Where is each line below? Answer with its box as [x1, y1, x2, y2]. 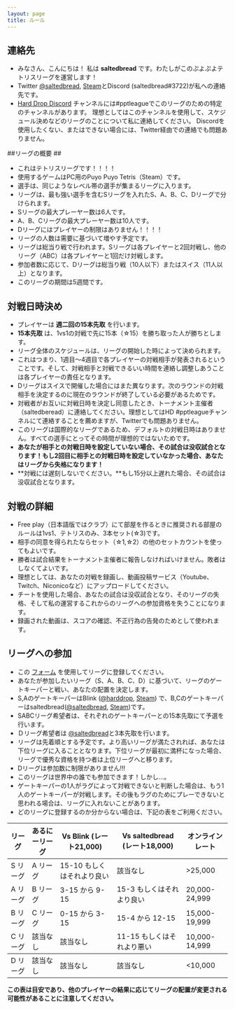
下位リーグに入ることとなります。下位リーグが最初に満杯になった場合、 [17, 746, 225, 755]
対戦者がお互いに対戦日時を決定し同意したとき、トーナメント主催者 [17, 399, 213, 408]
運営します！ [60, 73, 98, 81]
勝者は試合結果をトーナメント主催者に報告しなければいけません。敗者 [17, 555, 220, 564]
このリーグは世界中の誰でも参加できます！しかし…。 [17, 772, 170, 781]
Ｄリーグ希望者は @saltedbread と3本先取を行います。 [17, 729, 173, 737]
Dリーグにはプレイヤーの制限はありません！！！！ [17, 225, 163, 234]
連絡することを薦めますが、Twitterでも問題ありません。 [41, 417, 203, 425]
